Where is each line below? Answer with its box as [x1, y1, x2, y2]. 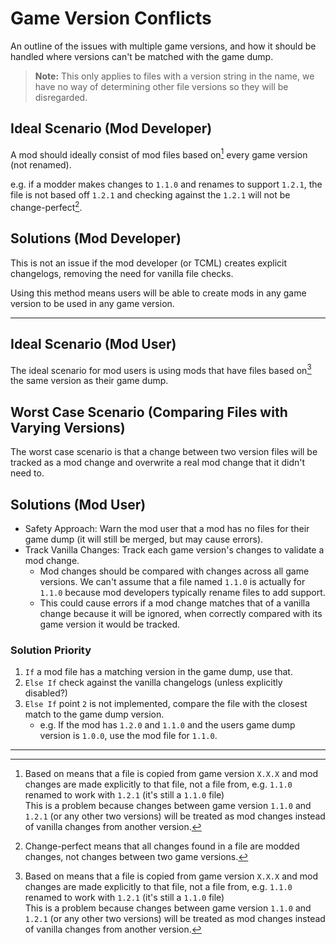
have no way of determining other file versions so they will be [34, 80, 289, 92]
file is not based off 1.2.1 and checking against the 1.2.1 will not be [10, 189, 291, 201]
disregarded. [34, 91, 88, 103]
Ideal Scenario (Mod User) [10, 336, 177, 353]
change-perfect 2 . [10, 200, 83, 214]
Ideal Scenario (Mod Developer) [10, 120, 213, 137]
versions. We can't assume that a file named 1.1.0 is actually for [39, 575, 306, 587]
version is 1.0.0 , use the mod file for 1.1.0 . [39, 730, 218, 742]
